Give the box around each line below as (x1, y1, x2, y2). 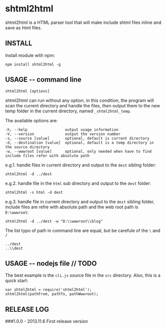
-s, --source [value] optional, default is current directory (5, 136, 150, 141)
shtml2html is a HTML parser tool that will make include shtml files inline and (5, 19, 162, 25)
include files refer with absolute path (5, 153, 90, 158)
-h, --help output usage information (5, 127, 119, 132)
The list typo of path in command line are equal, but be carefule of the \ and (5, 227, 161, 234)
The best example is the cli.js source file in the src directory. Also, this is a (5, 272, 161, 278)
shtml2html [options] (5, 88, 50, 93)
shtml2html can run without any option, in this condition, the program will (5, 97, 154, 103)
